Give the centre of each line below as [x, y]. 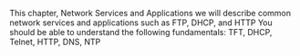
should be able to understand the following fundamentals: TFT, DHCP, [141, 32]
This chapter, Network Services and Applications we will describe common [150, 13]
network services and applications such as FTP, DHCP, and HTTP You [141, 23]
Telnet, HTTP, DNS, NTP [55, 42]
